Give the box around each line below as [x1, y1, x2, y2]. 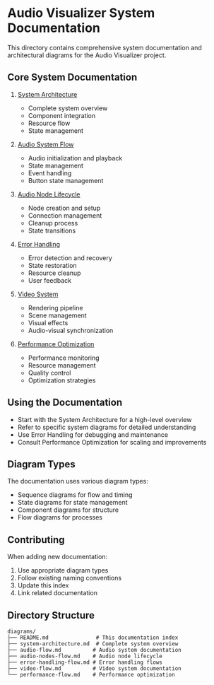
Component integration [28, 111, 96, 119]
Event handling [28, 168, 72, 177]
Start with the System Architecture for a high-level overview [17, 415, 192, 423]
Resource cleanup [28, 269, 81, 277]
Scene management [28, 311, 87, 320]
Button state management [28, 176, 104, 185]
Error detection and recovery [28, 253, 113, 262]
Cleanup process [28, 218, 78, 227]
